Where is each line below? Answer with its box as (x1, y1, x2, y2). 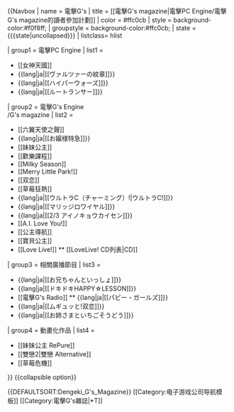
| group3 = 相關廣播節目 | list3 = (7, 260, 101, 269)
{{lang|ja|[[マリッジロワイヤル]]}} (17, 202, 116, 211)
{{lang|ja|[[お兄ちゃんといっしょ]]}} (17, 276, 122, 284)
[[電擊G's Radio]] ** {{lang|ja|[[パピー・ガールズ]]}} (17, 294, 169, 301)
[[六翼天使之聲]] (17, 126, 65, 133)
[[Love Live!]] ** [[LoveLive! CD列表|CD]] (17, 245, 138, 254)
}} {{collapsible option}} (7, 373, 77, 382)
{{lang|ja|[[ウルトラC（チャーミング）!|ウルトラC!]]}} (17, 194, 174, 201)
